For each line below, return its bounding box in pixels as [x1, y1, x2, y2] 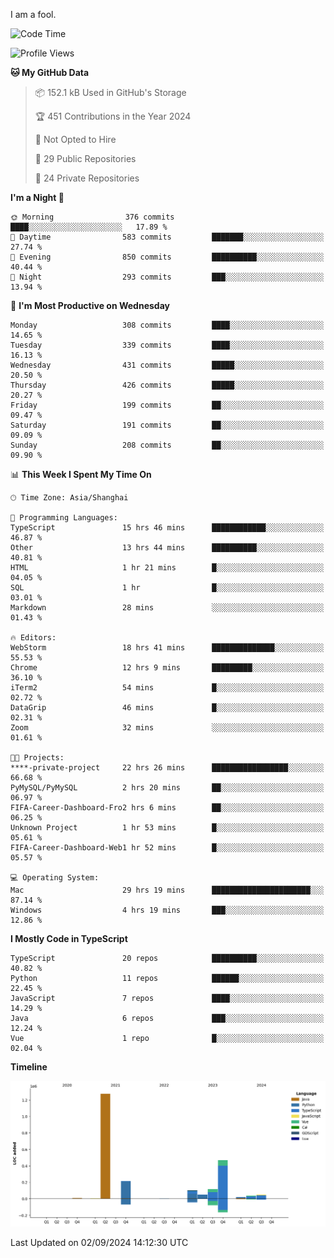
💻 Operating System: [10, 873, 100, 883]
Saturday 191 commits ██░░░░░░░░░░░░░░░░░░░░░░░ [10, 420, 325, 430]
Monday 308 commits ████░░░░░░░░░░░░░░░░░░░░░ [10, 320, 325, 330]
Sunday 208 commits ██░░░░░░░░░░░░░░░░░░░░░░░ [10, 440, 325, 450]
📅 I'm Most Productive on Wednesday [10, 300, 170, 311]
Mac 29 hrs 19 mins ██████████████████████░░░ [10, 885, 325, 895]
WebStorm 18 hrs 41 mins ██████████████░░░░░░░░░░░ [10, 643, 325, 653]
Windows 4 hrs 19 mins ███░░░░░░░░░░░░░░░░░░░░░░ [10, 905, 325, 915]
